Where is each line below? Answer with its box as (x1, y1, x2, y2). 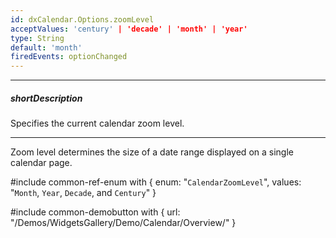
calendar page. (10, 157, 73, 169)
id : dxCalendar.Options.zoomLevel (10, 14, 155, 25)
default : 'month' (10, 42, 83, 53)
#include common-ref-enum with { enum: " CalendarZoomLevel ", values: (10, 176, 302, 188)
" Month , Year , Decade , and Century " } (10, 187, 157, 199)
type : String (10, 33, 65, 43)
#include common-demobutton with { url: (10, 206, 181, 218)
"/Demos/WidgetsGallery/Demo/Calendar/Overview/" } (10, 217, 237, 229)
